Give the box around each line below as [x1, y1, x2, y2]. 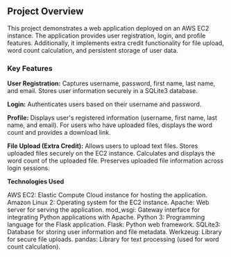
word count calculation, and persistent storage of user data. [7, 46, 178, 54]
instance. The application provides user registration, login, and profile [7, 31, 206, 40]
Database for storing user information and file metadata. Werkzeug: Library [7, 228, 222, 236]
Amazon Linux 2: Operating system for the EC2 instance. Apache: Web [7, 198, 209, 207]
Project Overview [7, 6, 84, 17]
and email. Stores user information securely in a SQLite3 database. [7, 87, 198, 95]
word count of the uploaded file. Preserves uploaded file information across [7, 156, 224, 165]
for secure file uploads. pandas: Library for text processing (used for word [7, 235, 220, 244]
